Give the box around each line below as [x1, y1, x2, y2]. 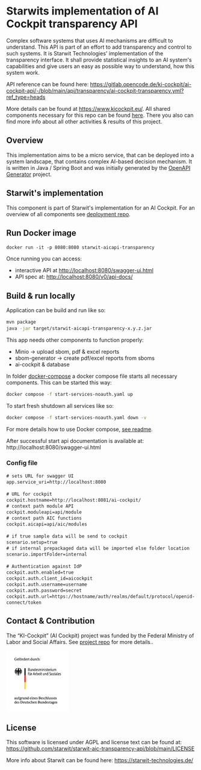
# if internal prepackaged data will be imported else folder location [6, 545, 190, 551]
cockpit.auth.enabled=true [6, 569, 74, 575]
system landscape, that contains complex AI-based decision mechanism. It [6, 158, 193, 165]
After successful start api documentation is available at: [6, 437, 144, 444]
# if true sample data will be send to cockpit [6, 533, 128, 539]
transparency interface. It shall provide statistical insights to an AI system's [6, 56, 192, 63]
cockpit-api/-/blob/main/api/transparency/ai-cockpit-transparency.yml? [6, 87, 184, 94]
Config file [6, 459, 38, 467]
